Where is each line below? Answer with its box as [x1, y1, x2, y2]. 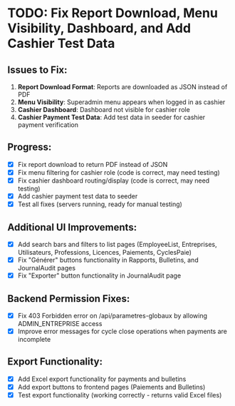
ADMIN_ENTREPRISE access [17, 320, 103, 328]
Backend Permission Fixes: [7, 293, 130, 305]
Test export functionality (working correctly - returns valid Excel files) [17, 391, 222, 399]
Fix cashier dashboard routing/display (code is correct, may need [17, 176, 210, 185]
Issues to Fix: [7, 64, 68, 76]
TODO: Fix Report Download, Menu [7, 5, 219, 21]
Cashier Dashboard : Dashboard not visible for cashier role [17, 106, 190, 113]
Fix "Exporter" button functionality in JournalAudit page [17, 271, 182, 280]
